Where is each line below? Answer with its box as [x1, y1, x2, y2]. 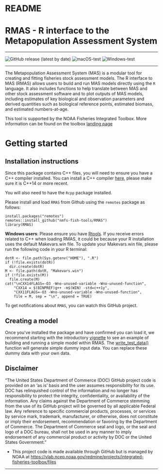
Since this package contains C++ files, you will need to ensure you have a [5, 170, 153, 176]
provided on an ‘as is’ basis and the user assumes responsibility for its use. [5, 382, 155, 388]
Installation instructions [5, 157, 79, 165]
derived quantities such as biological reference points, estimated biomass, [5, 101, 154, 107]
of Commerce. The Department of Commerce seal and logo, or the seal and [5, 423, 156, 429]
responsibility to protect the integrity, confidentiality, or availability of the [5, 392, 150, 399]
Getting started [5, 138, 68, 149]
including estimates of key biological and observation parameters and [5, 96, 145, 102]
